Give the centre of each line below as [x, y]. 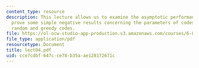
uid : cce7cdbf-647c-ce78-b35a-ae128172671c [61, 56]
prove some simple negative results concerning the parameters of [95, 22]
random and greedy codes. [44, 28]
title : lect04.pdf [29, 50]
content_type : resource [36, 12]
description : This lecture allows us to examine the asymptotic [87, 17]
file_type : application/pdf [41, 39]
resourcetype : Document [36, 45]
